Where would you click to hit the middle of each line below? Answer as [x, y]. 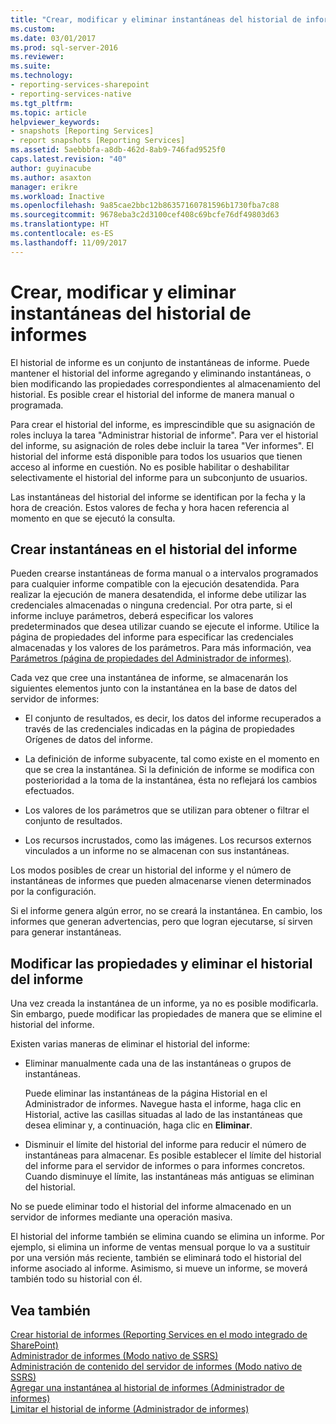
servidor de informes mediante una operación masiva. [121, 1217]
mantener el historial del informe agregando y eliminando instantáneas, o [161, 373]
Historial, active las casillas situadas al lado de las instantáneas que [163, 1115]
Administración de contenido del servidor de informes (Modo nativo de [156, 1366]
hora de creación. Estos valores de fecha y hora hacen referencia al [150, 507]
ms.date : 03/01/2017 [53, 38]
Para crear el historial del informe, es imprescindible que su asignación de [163, 424]
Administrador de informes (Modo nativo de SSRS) [114, 1355]
